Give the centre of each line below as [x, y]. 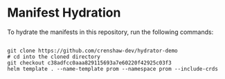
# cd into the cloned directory [54, 57]
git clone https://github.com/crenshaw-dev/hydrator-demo [92, 51]
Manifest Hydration [64, 13]
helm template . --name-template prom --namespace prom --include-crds [112, 69]
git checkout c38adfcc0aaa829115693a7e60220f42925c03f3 [89, 63]
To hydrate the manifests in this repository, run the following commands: [110, 32]
